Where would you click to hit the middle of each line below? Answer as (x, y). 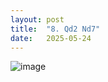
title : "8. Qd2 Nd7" (55, 29)
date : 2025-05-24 (51, 38)
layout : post (37, 19)
